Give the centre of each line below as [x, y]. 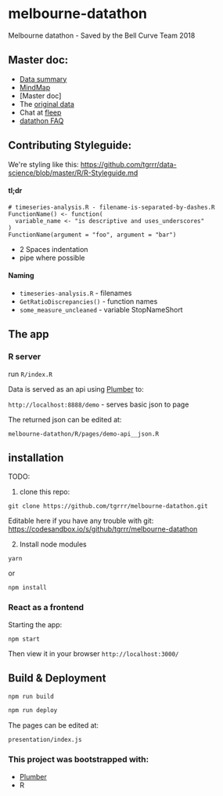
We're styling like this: [44, 164]
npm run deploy [33, 710]
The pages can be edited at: [54, 725]
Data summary [43, 79]
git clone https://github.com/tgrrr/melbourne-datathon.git [108, 506]
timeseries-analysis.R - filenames [76, 293]
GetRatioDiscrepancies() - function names [88, 301]
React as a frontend [46, 608]
